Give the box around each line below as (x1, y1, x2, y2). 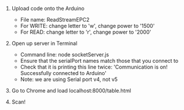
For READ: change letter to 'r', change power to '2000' (20, 29, 151, 36)
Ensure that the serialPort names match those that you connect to (20, 58, 179, 64)
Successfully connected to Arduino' (20, 70, 107, 76)
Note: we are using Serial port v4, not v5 (20, 76, 118, 83)
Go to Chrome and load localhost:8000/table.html (11, 87, 131, 94)
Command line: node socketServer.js (20, 51, 109, 58)
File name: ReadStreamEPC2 (20, 16, 89, 23)
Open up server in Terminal (11, 40, 78, 47)
